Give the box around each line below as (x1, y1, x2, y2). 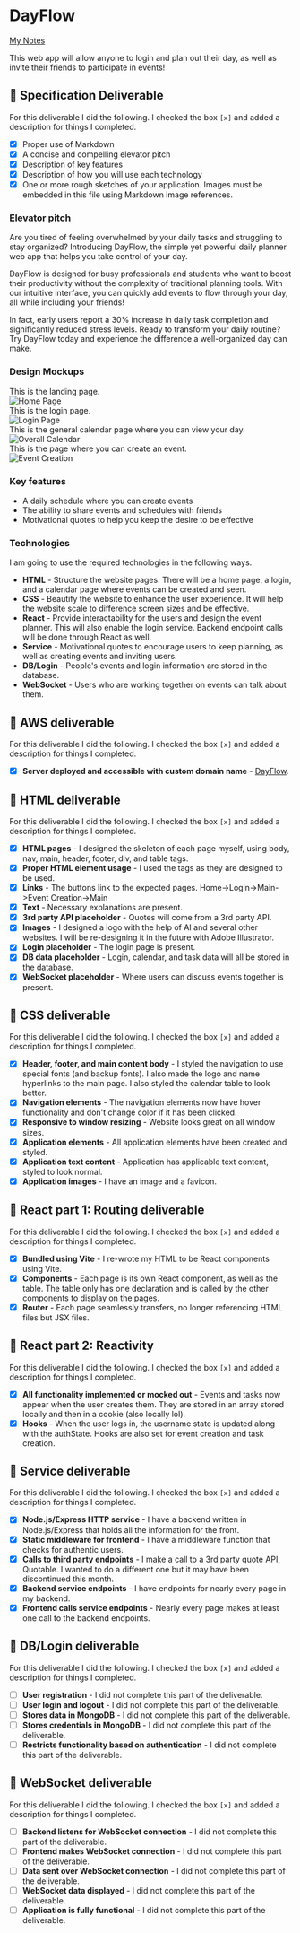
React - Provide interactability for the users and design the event (21, 613, 262, 623)
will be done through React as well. (21, 631, 152, 642)
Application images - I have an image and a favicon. (21, 1176, 218, 1187)
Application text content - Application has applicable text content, (21, 1156, 269, 1167)
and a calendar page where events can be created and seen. (21, 584, 247, 595)
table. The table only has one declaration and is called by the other (21, 1283, 269, 1293)
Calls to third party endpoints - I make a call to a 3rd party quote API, (21, 1554, 280, 1564)
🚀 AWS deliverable (9, 715, 115, 730)
